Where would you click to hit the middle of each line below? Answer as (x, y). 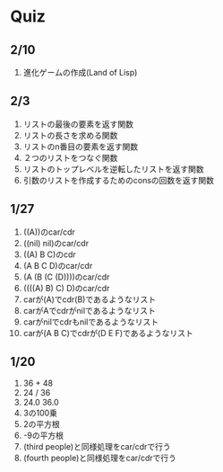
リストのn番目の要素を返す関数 (81, 147)
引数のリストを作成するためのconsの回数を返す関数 (118, 180)
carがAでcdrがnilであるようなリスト (89, 310)
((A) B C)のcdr (49, 254)
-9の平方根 (43, 436)
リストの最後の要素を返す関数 (78, 124)
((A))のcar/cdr (49, 232)
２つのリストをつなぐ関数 (70, 157)
